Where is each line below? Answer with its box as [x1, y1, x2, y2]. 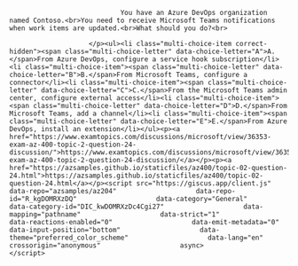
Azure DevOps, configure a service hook [56, 55, 208, 64]
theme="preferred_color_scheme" [9, 233, 129, 242]
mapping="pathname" [9, 210, 82, 219]
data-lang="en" [207, 233, 264, 242]
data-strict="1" [160, 210, 220, 219]
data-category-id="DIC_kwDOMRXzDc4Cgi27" [9, 202, 165, 211]
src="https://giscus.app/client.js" [136, 179, 272, 188]
